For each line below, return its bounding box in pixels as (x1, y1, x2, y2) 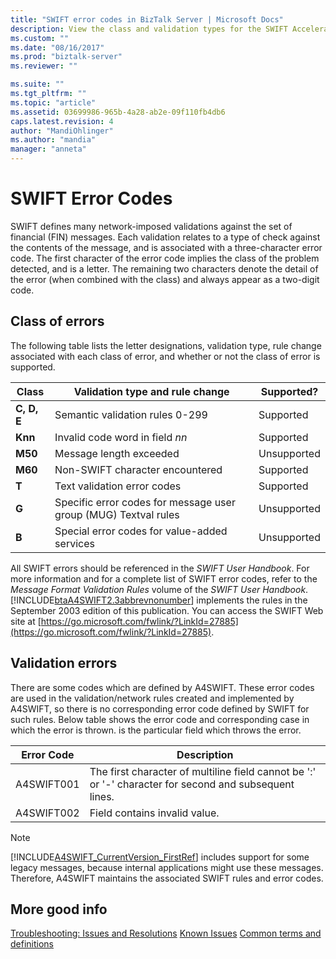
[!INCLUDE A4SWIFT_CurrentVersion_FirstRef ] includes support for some (10, 851, 310, 863)
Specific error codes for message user (54, 495, 236, 509)
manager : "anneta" (10, 144, 87, 155)
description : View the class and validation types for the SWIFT (10, 24, 288, 34)
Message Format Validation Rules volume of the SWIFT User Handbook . (10, 583, 309, 595)
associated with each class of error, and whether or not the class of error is (10, 350, 321, 362)
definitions (10, 938, 54, 950)
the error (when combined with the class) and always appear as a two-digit (10, 273, 320, 285)
